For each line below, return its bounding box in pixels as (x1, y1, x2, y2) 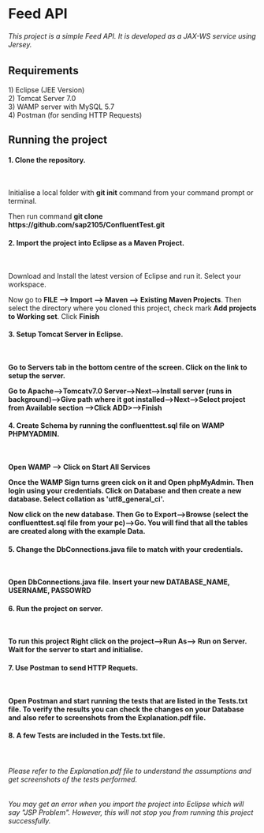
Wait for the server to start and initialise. (8, 645, 143, 655)
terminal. (8, 197, 37, 206)
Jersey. (8, 39, 32, 49)
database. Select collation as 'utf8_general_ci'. (8, 494, 165, 504)
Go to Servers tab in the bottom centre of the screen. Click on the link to (8, 362, 247, 372)
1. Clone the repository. (8, 155, 87, 164)
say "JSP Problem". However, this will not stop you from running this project (8, 808, 254, 817)
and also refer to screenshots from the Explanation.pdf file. (8, 712, 206, 722)
